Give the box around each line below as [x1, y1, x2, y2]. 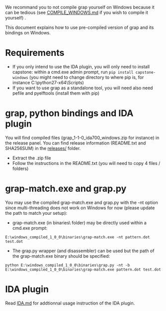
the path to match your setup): [5, 210, 68, 216]
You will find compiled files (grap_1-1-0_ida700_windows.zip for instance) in [5, 135, 160, 141]
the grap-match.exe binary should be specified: [12, 253, 110, 259]
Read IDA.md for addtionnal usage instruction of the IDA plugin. [5, 300, 135, 306]
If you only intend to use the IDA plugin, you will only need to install [12, 63, 150, 69]
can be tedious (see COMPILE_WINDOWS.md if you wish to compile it [5, 9, 148, 15]
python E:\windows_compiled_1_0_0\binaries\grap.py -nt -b [5, 263, 130, 268]
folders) [12, 165, 29, 171]
